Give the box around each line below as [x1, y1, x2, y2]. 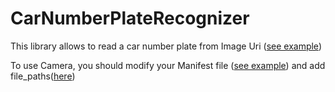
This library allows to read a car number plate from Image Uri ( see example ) [10, 40, 322, 52]
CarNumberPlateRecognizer [10, 7, 250, 30]
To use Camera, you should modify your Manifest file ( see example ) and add [10, 59, 326, 71]
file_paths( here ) [10, 70, 76, 82]
